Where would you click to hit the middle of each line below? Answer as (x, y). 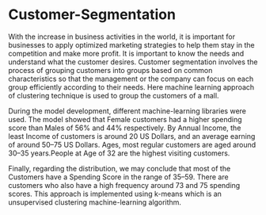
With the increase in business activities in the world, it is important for (122, 36)
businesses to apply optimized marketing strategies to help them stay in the (131, 44)
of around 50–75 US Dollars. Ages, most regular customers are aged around (132, 144)
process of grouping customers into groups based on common (110, 70)
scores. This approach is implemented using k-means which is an (115, 194)
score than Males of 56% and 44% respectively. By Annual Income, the (125, 128)
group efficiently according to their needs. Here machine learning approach (131, 87)
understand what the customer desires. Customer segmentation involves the (133, 62)
